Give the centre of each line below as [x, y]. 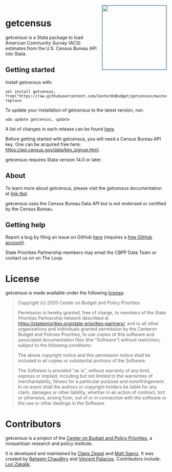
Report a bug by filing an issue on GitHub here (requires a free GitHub [79, 237]
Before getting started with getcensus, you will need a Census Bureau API [83, 139]
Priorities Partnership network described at [63, 318]
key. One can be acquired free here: [43, 144]
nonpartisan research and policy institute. [49, 444]
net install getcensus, [31, 92]
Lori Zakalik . [18, 464]
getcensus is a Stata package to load [44, 37]
